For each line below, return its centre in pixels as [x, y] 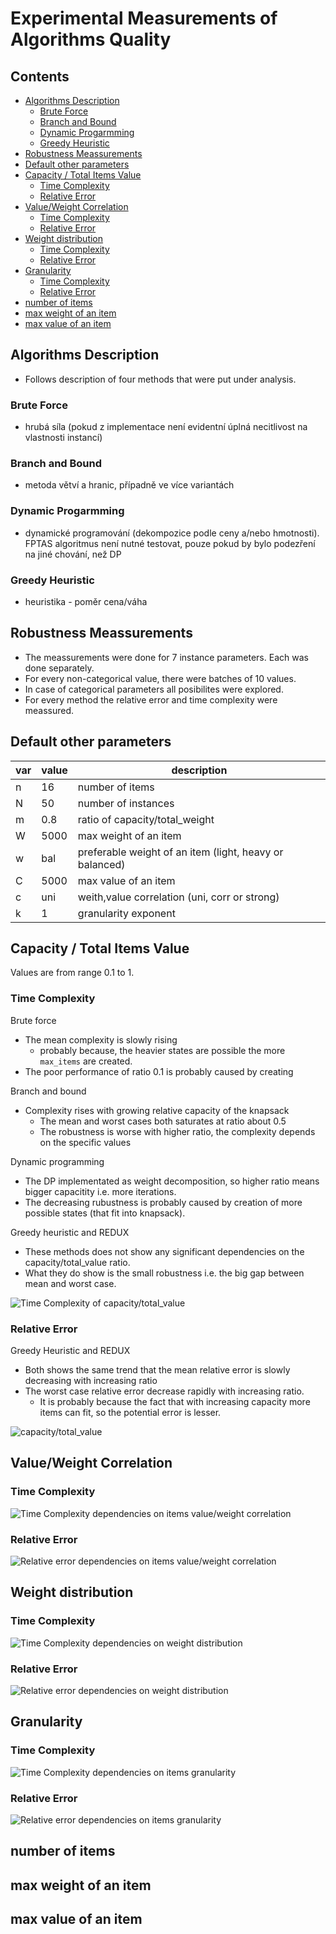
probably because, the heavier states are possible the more [162, 1050]
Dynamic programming [57, 1161]
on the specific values [85, 1142]
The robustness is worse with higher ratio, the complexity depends [177, 1131]
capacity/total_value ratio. [77, 1262]
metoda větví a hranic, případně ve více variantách [129, 485]
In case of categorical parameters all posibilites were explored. [154, 689]
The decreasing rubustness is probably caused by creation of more [163, 1202]
